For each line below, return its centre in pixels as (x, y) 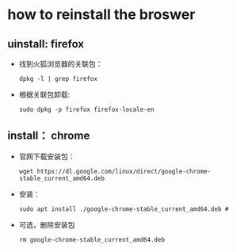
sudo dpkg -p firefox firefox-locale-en (86, 109)
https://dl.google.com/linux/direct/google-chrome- (124, 171)
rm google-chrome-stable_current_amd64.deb (92, 239)
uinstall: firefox (46, 44)
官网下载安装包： (47, 156)
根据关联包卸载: (44, 94)
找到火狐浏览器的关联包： (61, 64)
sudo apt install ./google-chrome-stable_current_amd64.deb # (124, 209)
